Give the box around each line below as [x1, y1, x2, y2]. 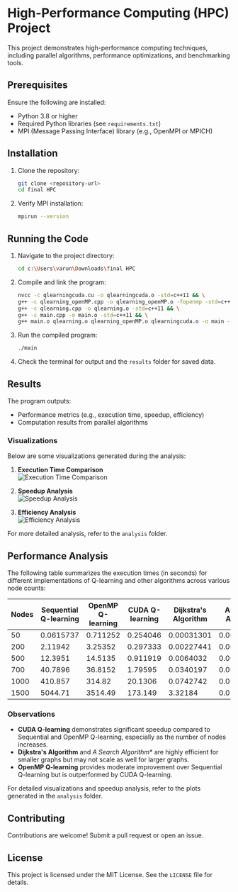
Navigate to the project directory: [17, 252, 115, 260]
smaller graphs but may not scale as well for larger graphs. [17, 755, 190, 764]
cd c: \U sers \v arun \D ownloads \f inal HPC [17, 265, 136, 272]
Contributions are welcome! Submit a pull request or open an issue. [7, 831, 204, 840]
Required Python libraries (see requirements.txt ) [17, 119, 161, 128]
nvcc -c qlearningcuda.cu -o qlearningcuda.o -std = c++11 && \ [17, 291, 205, 299]
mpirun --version [17, 213, 69, 221]
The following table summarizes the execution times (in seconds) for [7, 569, 208, 577]
